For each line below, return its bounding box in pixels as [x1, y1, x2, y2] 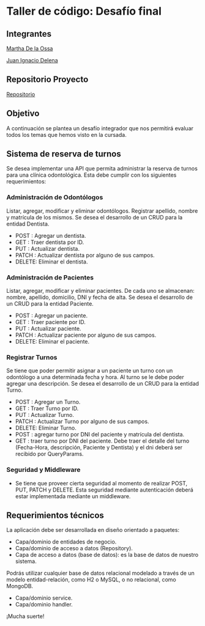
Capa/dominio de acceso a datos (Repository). [15, 545, 133, 552]
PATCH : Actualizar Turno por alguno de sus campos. [15, 418, 149, 425]
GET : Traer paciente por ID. [15, 319, 86, 326]
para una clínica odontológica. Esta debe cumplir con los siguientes [6, 171, 177, 179]
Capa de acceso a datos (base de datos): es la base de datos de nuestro [15, 551, 199, 559]
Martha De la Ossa [6, 45, 53, 52]
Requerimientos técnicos [6, 510, 104, 521]
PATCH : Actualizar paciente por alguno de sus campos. [15, 331, 157, 339]
